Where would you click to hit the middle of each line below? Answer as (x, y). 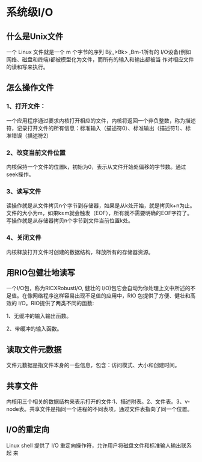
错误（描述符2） (32, 135)
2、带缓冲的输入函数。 (34, 329)
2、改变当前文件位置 (36, 153)
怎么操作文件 (30, 88)
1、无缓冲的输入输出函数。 (39, 316)
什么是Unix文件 (35, 36)
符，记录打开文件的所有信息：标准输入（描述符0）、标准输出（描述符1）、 (96, 128)
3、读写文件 (24, 191)
